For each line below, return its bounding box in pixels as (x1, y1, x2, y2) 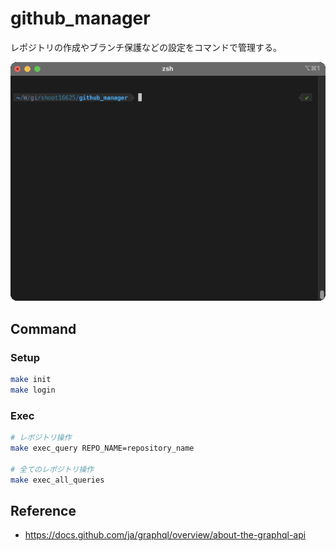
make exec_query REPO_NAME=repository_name (10, 443, 195, 453)
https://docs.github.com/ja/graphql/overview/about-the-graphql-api (24, 529, 307, 541)
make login (10, 385, 56, 395)
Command (10, 320, 77, 337)
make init (10, 374, 52, 384)
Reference (10, 502, 77, 519)
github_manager (10, 7, 151, 30)
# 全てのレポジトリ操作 (10, 464, 95, 474)
